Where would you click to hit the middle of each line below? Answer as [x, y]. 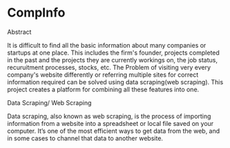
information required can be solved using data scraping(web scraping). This [115, 82]
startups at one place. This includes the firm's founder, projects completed [113, 53]
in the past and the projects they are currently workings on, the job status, [113, 59]
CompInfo [36, 13]
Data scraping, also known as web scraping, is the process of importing [109, 116]
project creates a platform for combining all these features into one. [103, 89]
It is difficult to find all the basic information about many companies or [107, 45]
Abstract [19, 32]
